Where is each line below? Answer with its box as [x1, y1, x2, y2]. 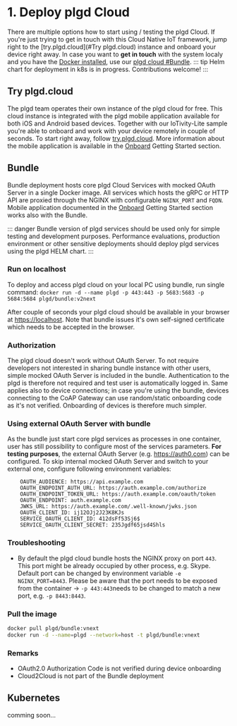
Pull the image [7, 609, 58, 619]
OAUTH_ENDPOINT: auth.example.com [20, 497, 121, 504]
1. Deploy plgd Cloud [7, 4, 130, 20]
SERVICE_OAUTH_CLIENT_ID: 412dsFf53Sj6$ [20, 515, 140, 522]
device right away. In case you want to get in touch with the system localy [7, 50, 224, 59]
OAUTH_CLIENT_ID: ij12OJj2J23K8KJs [20, 509, 125, 517]
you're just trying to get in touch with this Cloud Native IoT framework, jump [7, 35, 228, 43]
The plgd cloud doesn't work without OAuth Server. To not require [7, 357, 199, 365]
